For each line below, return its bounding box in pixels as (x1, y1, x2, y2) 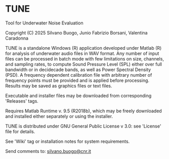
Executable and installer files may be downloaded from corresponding (5, 92, 152, 99)
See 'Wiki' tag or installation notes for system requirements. (5, 138, 130, 144)
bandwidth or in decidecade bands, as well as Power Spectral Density (5, 67, 151, 73)
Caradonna (5, 35, 29, 41)
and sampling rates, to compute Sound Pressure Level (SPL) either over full (5, 61, 162, 67)
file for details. (5, 128, 35, 135)
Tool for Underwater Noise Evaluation (5, 20, 83, 26)
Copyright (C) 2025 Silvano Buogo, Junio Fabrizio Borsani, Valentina (5, 29, 148, 36)
